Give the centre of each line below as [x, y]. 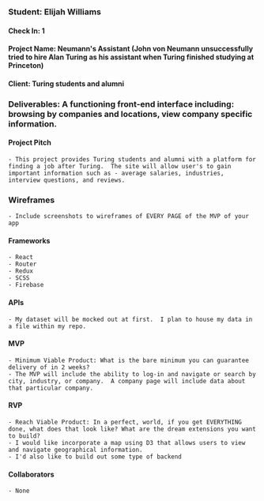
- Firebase [26, 285]
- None [19, 491]
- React [21, 258]
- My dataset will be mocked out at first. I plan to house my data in [130, 319]
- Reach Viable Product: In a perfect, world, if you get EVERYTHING [125, 422]
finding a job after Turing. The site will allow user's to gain [120, 166]
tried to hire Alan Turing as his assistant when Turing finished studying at [131, 57]
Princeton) [26, 66]
